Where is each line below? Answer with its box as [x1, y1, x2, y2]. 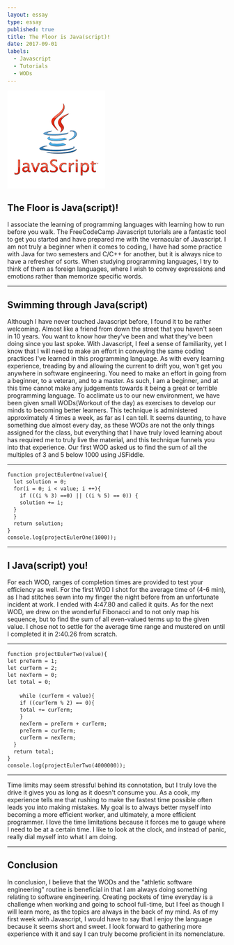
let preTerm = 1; [7, 658, 58, 665]
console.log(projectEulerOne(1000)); [7, 534, 117, 541]
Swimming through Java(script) [7, 299, 148, 311]
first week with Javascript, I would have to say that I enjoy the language [7, 914, 212, 923]
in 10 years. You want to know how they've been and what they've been [7, 332, 213, 341]
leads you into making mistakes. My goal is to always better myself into [7, 803, 212, 811]
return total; [13, 749, 54, 756]
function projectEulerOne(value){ [7, 471, 108, 478]
